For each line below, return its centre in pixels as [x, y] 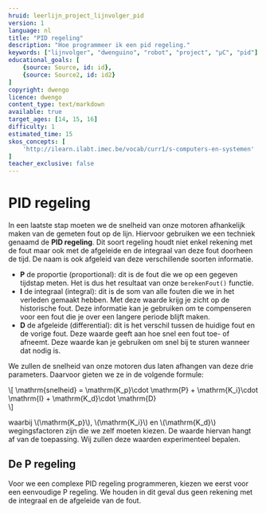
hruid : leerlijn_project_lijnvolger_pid [76, 16]
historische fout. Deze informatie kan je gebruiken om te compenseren [135, 308]
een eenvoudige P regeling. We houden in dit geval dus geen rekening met [131, 491]
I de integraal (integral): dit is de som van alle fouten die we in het [127, 292]
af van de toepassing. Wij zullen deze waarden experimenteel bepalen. [125, 440]
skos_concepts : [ [37, 141]
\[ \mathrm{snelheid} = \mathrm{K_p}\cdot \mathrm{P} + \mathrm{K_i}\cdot [133, 390]
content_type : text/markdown [57, 104]
